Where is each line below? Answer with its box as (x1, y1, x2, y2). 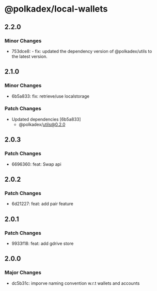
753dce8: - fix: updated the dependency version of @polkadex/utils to (11, 48, 152, 54)
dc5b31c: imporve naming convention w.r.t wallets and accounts (11, 280, 140, 286)
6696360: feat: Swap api (11, 161, 62, 167)
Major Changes (4, 269, 42, 276)
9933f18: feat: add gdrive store (11, 240, 74, 246)
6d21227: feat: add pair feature (11, 201, 74, 207)
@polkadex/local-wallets (4, 3, 108, 15)
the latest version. (11, 53, 48, 59)
